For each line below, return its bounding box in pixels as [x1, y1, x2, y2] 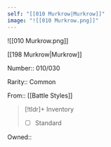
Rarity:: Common [7, 77, 56, 86]
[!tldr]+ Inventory [24, 105, 74, 113]
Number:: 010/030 [7, 64, 60, 72]
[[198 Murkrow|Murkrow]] [7, 50, 82, 59]
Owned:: [7, 132, 32, 141]
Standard [34, 118, 62, 127]
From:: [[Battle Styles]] [7, 91, 73, 100]
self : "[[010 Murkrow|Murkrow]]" [7, 10, 105, 18]
